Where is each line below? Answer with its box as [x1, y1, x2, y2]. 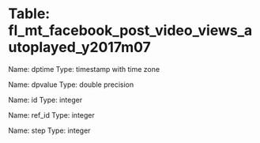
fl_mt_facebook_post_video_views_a [8, 21, 253, 40]
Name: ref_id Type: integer [8, 110, 95, 119]
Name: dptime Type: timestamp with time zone [8, 64, 160, 73]
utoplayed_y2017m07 [8, 39, 152, 56]
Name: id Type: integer [8, 95, 83, 104]
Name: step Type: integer [8, 126, 91, 135]
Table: [8, 5, 51, 23]
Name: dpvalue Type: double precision [8, 80, 134, 89]
